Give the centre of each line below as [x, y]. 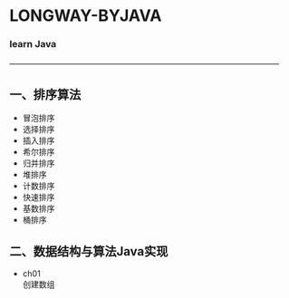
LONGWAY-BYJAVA [86, 16]
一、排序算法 [45, 95]
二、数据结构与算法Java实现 [89, 251]
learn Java [33, 44]
